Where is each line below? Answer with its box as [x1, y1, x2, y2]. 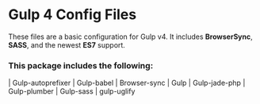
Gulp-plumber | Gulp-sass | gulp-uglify [8, 87, 136, 96]
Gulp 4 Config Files [8, 6, 137, 24]
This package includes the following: [8, 60, 154, 71]
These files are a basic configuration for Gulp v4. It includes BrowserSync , [8, 32, 253, 41]
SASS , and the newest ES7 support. [8, 40, 125, 49]
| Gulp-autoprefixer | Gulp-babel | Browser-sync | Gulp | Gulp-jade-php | [8, 78, 246, 88]
